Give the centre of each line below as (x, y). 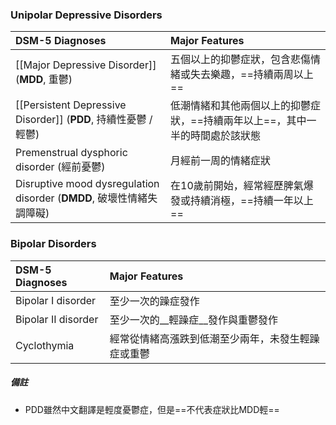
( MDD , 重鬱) (44, 80)
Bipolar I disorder (56, 300)
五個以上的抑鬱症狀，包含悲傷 (241, 60)
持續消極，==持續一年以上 (252, 201)
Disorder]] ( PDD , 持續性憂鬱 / (84, 120)
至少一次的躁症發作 (154, 301)
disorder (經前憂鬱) (60, 167)
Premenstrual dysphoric (71, 153)
